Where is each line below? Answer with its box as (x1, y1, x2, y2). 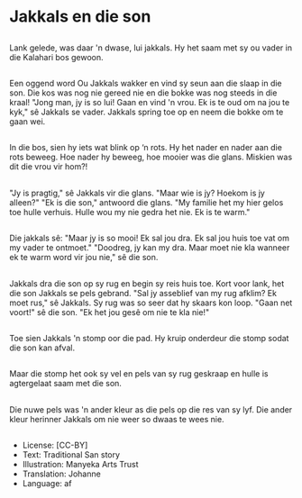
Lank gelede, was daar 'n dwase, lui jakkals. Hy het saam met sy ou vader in (9, 42, 293, 53)
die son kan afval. (9, 342, 75, 353)
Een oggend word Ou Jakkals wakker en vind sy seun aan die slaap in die (9, 77, 282, 88)
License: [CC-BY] (22, 439, 88, 451)
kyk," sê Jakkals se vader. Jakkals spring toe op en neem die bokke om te (9, 106, 284, 117)
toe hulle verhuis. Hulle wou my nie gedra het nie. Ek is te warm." (9, 206, 251, 217)
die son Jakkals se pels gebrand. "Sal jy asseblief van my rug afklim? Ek (9, 287, 278, 298)
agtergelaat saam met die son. (9, 378, 122, 389)
